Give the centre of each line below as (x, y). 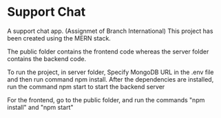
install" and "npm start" (40, 107)
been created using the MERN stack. (59, 38)
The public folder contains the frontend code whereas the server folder (108, 51)
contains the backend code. (47, 58)
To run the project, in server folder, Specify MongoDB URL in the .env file (110, 72)
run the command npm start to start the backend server (86, 86)
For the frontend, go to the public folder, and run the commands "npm (106, 99)
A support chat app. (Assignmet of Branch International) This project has (110, 31)
